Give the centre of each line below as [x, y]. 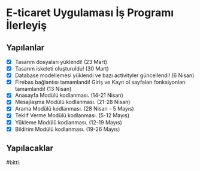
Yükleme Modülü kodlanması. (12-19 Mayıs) [68, 122]
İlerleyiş [26, 25]
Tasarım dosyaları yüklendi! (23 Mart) [61, 62]
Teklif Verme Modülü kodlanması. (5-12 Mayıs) [72, 115]
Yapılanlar [25, 48]
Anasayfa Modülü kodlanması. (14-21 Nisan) [69, 95]
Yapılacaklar [30, 149]
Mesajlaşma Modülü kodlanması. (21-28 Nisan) [72, 102]
